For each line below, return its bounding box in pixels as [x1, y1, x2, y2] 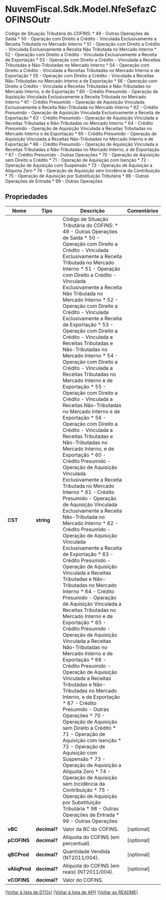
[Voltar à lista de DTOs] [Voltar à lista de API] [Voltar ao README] [5, 889, 138, 895]
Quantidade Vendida [62, 848, 110, 855]
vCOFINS [7, 876, 30, 883]
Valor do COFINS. [62, 876, 104, 883]
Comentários [127, 207, 159, 214]
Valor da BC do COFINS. [62, 826, 119, 832]
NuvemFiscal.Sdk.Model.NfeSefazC [5, 3, 157, 15]
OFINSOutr [5, 14, 51, 25]
